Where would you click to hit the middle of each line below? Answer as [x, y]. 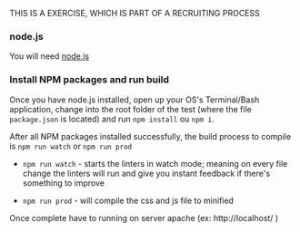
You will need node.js [49, 56]
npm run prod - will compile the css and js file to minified [128, 200]
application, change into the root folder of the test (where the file [130, 109]
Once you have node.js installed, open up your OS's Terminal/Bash [135, 100]
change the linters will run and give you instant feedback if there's [146, 173]
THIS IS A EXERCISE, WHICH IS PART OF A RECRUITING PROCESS [135, 13]
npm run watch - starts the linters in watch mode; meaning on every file [155, 163]
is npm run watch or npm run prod [71, 146]
